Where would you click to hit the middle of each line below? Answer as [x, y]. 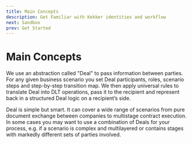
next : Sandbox [23, 22]
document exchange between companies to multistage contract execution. [97, 116]
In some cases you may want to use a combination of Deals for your [88, 122]
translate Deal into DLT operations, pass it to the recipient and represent [93, 92]
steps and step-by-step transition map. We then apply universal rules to [92, 86]
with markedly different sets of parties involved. [64, 135]
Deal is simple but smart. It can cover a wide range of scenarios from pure [96, 110]
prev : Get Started [28, 28]
